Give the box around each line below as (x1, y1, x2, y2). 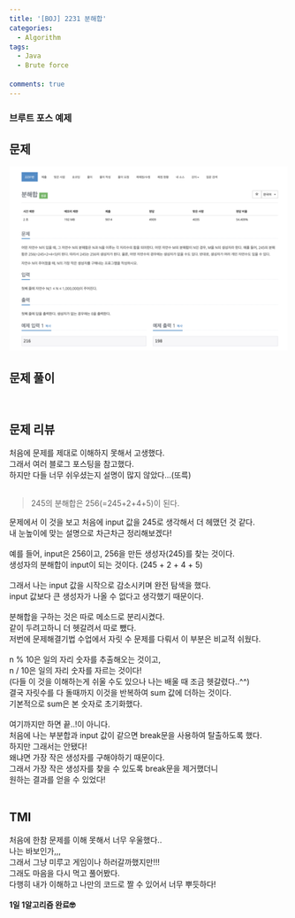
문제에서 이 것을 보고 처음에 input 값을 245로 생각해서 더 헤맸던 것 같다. (9, 517, 255, 527)
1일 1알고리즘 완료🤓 (9, 899, 76, 910)
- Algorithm (17, 33, 62, 42)
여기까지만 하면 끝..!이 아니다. (9, 719, 110, 729)
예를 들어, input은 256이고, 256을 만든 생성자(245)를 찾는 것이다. (9, 548, 236, 558)
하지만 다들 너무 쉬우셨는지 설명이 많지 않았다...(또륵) (9, 470, 192, 480)
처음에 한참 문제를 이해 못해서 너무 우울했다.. (9, 834, 163, 845)
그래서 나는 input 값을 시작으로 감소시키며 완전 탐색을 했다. (9, 580, 211, 590)
